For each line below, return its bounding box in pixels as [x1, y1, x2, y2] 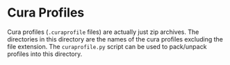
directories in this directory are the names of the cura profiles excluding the [7, 35, 224, 43]
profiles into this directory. [7, 50, 83, 58]
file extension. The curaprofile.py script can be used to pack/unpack [7, 42, 207, 50]
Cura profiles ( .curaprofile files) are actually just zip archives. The [7, 28, 199, 36]
